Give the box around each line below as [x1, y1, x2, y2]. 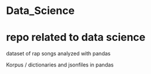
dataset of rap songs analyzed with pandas [6, 50, 110, 57]
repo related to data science [6, 31, 146, 44]
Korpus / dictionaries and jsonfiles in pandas [6, 61, 114, 68]
